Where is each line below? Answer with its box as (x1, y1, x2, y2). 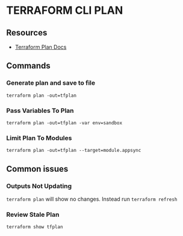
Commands (6, 61, 51, 71)
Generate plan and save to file (6, 79, 96, 87)
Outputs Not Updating (6, 181, 72, 190)
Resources (6, 28, 48, 38)
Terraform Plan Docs (14, 43, 67, 50)
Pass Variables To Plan (6, 106, 74, 115)
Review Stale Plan (6, 210, 60, 219)
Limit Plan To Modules (6, 133, 72, 142)
